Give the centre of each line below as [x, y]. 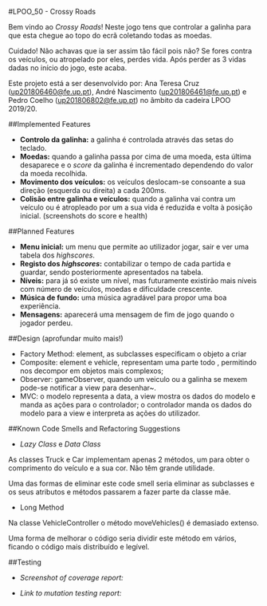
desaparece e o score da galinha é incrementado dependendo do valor [136, 165]
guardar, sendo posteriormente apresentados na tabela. [111, 272]
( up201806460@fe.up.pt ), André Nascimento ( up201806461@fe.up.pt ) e [128, 92]
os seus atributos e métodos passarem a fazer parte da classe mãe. [120, 492]
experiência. [40, 306]
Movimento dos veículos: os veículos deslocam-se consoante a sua [132, 182]
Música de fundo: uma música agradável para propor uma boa [123, 297]
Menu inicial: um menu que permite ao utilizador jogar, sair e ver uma [134, 247]
